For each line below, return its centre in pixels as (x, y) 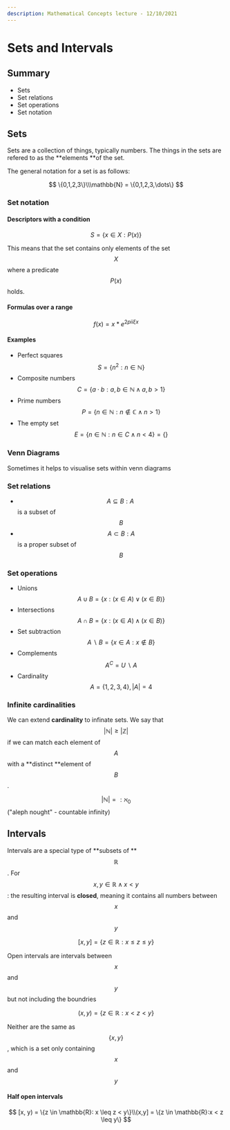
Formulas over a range (40, 307)
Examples (22, 339)
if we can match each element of (54, 743)
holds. (16, 291)
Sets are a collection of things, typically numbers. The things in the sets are (114, 150)
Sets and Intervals (60, 47)
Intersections (36, 610)
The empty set (38, 423)
